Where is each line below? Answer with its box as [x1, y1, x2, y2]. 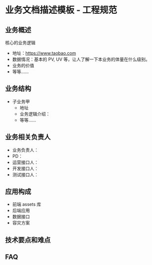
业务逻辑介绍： [19, 111, 50, 116]
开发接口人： [12, 165, 38, 171]
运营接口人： [12, 159, 38, 165]
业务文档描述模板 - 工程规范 [5, 4, 117, 16]
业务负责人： [12, 147, 38, 153]
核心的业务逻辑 [5, 40, 36, 45]
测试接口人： [12, 171, 38, 178]
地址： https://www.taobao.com [12, 50, 76, 56]
